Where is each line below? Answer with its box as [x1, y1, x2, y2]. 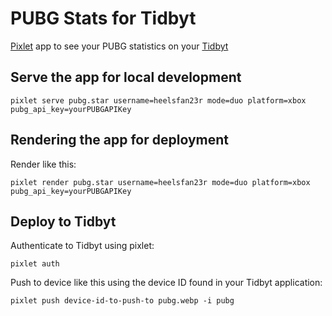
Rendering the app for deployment [10, 132, 230, 149]
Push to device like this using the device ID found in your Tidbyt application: [10, 277, 323, 289]
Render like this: [10, 158, 77, 170]
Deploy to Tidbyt [10, 213, 117, 230]
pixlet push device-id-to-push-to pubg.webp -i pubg [10, 296, 235, 306]
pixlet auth [10, 259, 60, 269]
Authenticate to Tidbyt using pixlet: [10, 240, 155, 252]
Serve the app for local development [10, 69, 242, 86]
